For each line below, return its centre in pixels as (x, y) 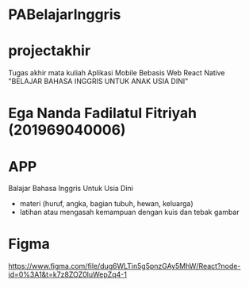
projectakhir (50, 51)
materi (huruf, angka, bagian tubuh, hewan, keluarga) (107, 204)
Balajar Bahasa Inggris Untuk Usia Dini (71, 189)
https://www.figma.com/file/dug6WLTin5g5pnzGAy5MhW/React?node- (125, 266)
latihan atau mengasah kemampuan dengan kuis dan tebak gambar (129, 212)
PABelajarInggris (65, 15)
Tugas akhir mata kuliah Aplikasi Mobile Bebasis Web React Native (117, 73)
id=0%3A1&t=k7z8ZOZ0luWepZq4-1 (67, 274)
